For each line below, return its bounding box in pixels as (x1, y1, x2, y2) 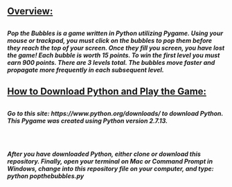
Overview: (7, 6, 53, 17)
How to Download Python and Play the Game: (7, 86, 206, 97)
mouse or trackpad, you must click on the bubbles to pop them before (7, 36, 213, 44)
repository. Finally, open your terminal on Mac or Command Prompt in (7, 157, 213, 165)
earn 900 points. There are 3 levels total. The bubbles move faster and (7, 58, 215, 66)
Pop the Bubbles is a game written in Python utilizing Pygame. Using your (7, 29, 224, 37)
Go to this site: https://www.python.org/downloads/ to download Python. (7, 109, 224, 117)
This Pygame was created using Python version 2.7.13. (7, 117, 168, 125)
